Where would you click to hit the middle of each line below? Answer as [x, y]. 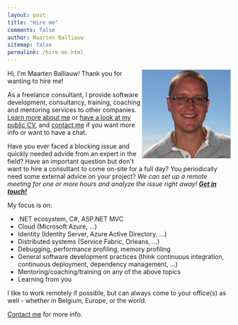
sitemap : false [30, 45]
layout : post [27, 15]
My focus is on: [30, 205]
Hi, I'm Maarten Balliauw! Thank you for [65, 73]
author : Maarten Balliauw [45, 38]
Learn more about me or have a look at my [69, 117]
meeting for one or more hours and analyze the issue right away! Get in [112, 184]
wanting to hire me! [35, 81]
